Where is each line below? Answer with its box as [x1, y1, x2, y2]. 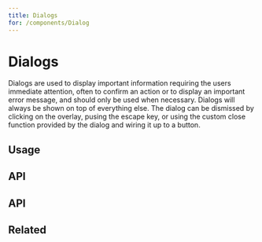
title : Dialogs [8, 11, 58, 20]
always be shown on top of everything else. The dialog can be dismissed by [8, 104, 254, 113]
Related [8, 223, 47, 236]
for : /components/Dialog [8, 19, 90, 27]
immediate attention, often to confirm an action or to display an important [8, 87, 245, 97]
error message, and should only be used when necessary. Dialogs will [8, 95, 235, 104]
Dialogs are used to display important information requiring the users [8, 79, 231, 88]
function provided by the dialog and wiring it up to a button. [8, 120, 201, 130]
